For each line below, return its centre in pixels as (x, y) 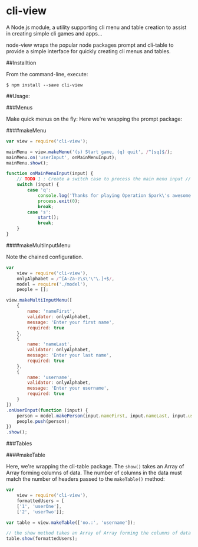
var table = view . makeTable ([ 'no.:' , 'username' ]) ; (71, 522)
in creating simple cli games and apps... (54, 33)
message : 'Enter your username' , (68, 389)
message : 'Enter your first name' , (71, 322)
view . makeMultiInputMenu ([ (39, 300)
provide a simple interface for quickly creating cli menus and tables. (88, 51)
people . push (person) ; (43, 421)
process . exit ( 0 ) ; (59, 201)
